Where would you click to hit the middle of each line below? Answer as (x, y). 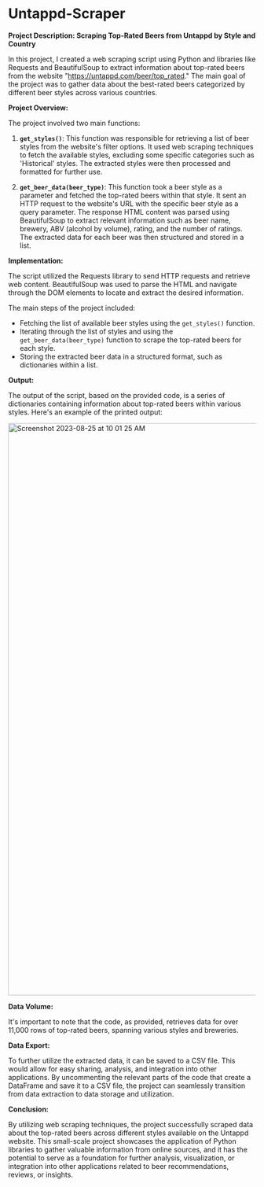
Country (22, 43)
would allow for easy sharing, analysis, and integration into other (113, 1069)
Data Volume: (31, 1006)
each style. (37, 348)
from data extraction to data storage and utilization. (91, 1093)
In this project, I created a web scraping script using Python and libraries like (132, 59)
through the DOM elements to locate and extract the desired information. (126, 293)
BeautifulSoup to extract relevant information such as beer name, (125, 220)
